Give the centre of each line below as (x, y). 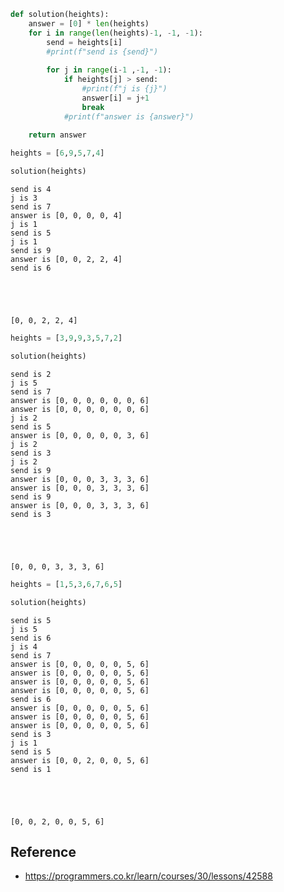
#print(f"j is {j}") (124, 89)
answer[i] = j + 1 (115, 98)
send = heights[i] (84, 42)
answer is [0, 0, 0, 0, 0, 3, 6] (80, 435)
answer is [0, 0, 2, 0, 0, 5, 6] (80, 760)
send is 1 (31, 769)
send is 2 (31, 374)
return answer (57, 135)
